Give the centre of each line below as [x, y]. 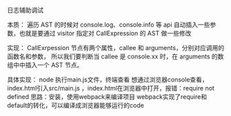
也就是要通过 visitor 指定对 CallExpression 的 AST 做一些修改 [105, 33]
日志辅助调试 [25, 10]
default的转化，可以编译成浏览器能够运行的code [76, 105]
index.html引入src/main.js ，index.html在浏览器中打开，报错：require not [111, 88]
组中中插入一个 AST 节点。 [45, 65]
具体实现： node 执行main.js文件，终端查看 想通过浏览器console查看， [108, 80]
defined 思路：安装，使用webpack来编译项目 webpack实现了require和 [107, 97]
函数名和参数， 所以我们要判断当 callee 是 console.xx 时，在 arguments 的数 [115, 56]
